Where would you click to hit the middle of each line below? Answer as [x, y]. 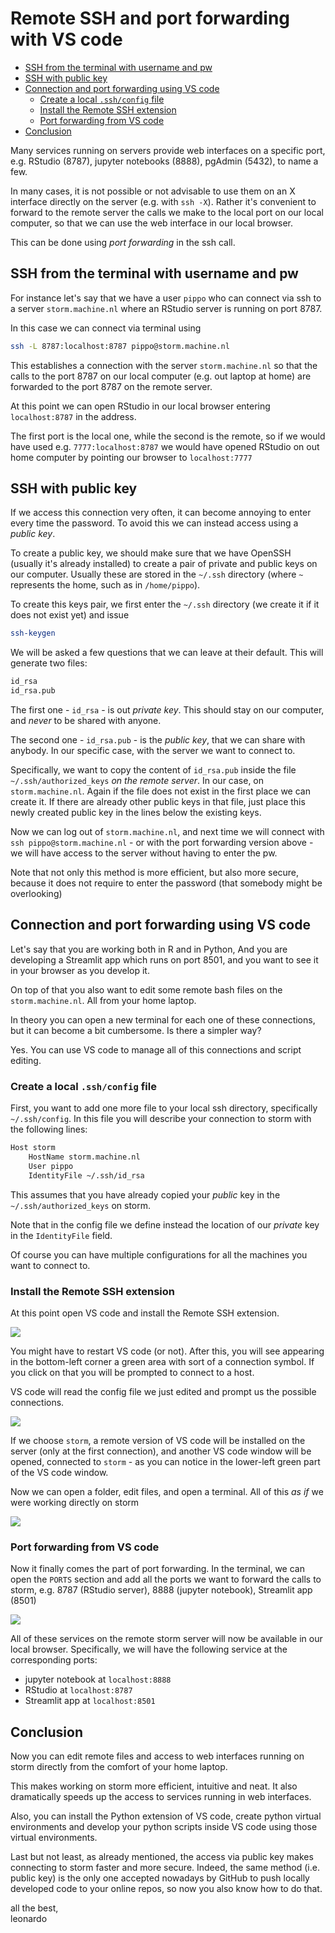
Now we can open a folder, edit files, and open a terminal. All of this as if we [167, 1491]
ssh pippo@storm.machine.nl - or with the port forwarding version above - [162, 843]
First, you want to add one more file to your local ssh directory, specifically [164, 1108]
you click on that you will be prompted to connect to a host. [132, 1372]
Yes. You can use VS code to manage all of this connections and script [156, 1049]
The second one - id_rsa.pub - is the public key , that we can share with [158, 740]
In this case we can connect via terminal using [106, 328]
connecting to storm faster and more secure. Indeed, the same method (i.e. [165, 1868]
